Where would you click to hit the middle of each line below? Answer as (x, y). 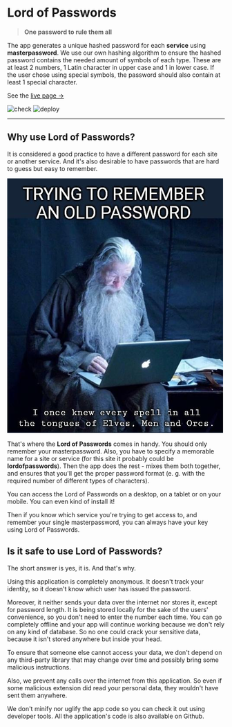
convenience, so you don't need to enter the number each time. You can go (115, 617)
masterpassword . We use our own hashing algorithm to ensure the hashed (114, 53)
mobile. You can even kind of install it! (61, 501)
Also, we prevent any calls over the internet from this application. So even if (115, 681)
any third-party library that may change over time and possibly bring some (113, 660)
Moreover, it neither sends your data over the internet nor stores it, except (112, 602)
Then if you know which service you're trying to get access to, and (102, 514)
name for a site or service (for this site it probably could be (90, 458)
